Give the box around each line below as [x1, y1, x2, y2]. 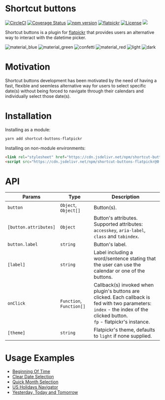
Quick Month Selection [12, 379, 59, 385]
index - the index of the [93, 306, 148, 313]
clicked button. [93, 313, 128, 319]
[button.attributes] [7, 225, 55, 230]
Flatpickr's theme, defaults [93, 326, 156, 333]
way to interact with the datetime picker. [5, 34, 86, 40]
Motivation [5, 61, 51, 73]
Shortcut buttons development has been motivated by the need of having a [5, 77, 157, 84]
